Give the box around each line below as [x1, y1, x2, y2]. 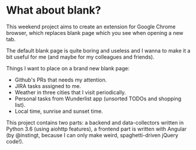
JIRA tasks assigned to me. [14, 82, 81, 89]
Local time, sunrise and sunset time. [14, 107, 104, 115]
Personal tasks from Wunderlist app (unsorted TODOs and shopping [14, 95, 182, 102]
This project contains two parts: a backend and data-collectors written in [6, 119, 184, 126]
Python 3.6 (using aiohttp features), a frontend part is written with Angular [6, 125, 187, 132]
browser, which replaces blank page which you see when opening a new [6, 29, 184, 36]
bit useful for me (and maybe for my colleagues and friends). [6, 53, 155, 60]
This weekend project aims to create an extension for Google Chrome [6, 23, 176, 30]
